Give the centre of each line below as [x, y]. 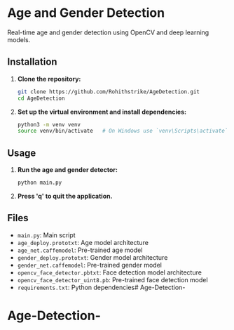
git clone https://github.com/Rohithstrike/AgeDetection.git [109, 92]
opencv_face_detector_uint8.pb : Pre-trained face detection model [112, 279]
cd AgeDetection [41, 98]
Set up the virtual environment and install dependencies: [102, 112]
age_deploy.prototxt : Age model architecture [83, 242]
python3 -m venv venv [49, 124]
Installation [32, 62]
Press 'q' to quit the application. [65, 196]
